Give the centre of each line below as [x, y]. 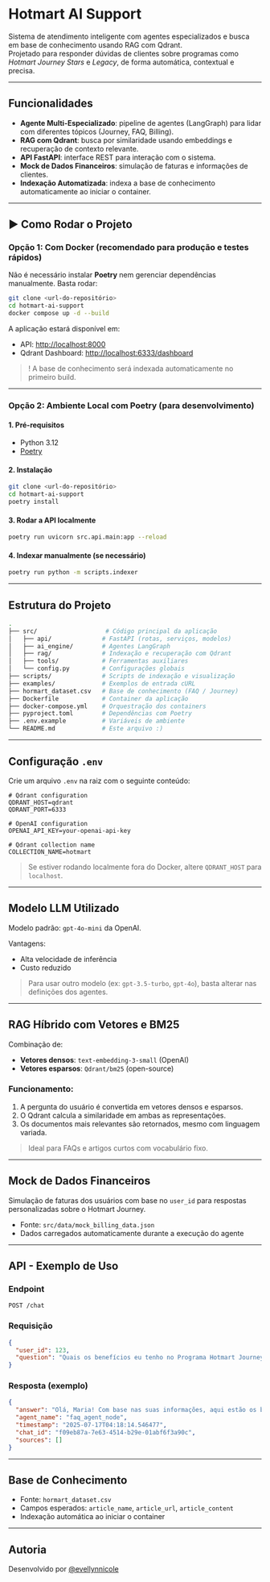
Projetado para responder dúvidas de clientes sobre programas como [124, 53]
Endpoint [27, 1288]
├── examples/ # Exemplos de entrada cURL [102, 683]
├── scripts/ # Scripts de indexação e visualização [122, 677]
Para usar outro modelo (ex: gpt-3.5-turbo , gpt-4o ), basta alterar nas [142, 983]
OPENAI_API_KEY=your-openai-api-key [70, 831]
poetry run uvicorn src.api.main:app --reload [88, 537]
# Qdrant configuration [48, 795]
